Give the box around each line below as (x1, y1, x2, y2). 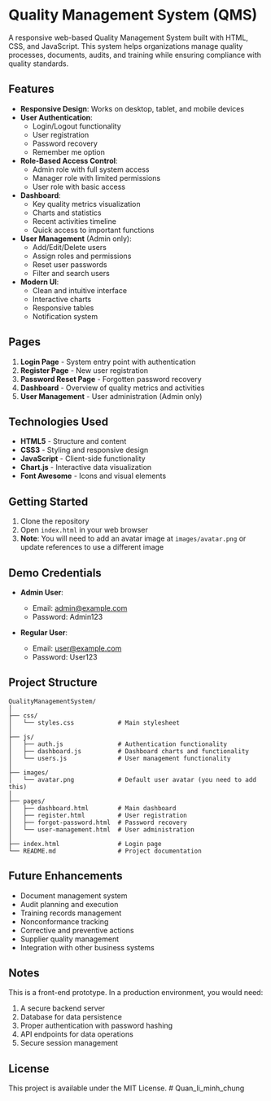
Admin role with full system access (32, 164, 150, 174)
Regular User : (20, 628, 68, 637)
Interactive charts (32, 294, 92, 304)
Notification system (32, 311, 98, 321)
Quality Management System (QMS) (8, 6, 258, 24)
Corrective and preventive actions (20, 925, 134, 935)
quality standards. (8, 59, 69, 68)
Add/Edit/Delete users (32, 242, 107, 252)
